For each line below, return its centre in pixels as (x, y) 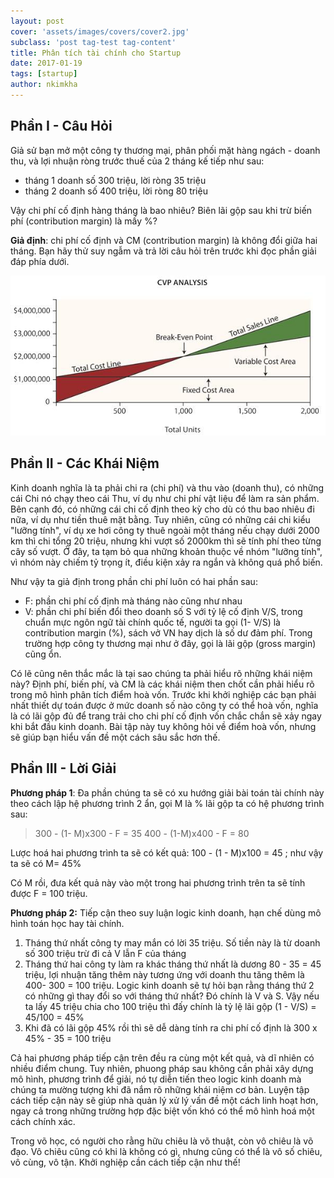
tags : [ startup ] (44, 74)
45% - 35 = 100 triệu (68, 1038)
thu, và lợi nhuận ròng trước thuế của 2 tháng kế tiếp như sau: (137, 161)
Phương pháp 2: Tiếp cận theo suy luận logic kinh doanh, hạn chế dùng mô (166, 912)
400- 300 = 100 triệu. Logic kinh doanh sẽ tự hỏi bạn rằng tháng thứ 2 (169, 985)
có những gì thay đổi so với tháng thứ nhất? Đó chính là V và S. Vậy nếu (172, 996)
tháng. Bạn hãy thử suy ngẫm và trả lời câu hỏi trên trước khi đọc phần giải (163, 251)
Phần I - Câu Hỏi (61, 126)
